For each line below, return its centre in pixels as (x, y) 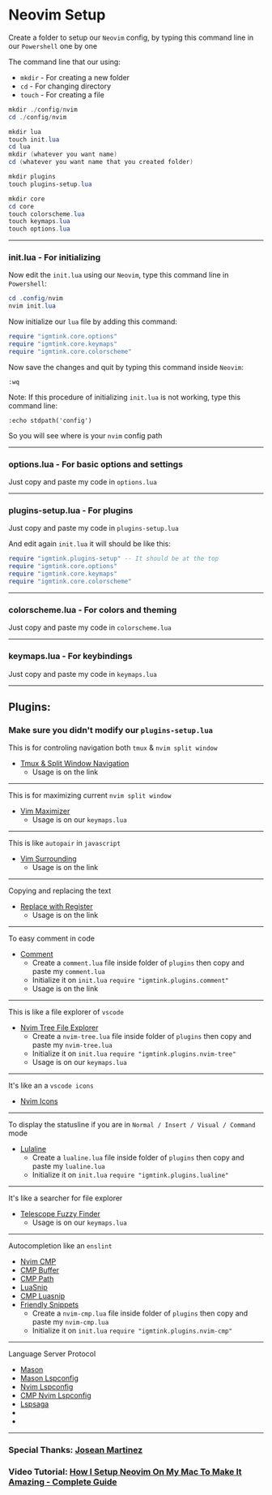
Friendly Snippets (49, 1305)
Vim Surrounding (48, 859)
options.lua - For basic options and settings (96, 464)
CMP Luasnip (42, 1296)
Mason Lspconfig (49, 1378)
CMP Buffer (39, 1270)
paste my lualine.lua (68, 1166)
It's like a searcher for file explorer (66, 1198)
